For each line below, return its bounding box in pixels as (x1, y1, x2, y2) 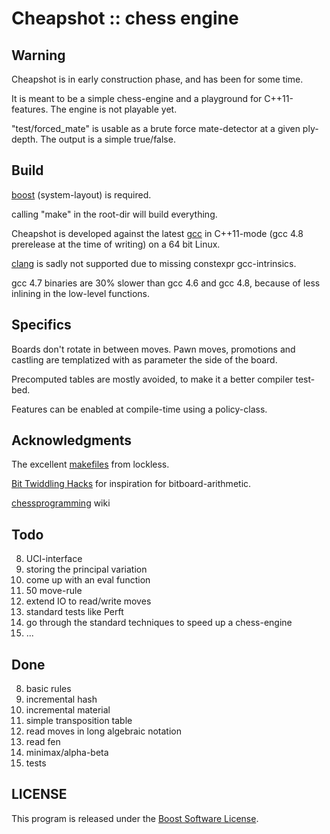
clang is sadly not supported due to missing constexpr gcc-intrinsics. (11, 257, 297, 269)
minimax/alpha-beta (25, 747, 109, 759)
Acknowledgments (11, 432, 133, 449)
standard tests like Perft (25, 606, 124, 618)
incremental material (25, 704, 111, 716)
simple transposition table (25, 715, 133, 727)
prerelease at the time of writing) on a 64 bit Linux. (11, 238, 221, 250)
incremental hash (25, 693, 98, 706)
